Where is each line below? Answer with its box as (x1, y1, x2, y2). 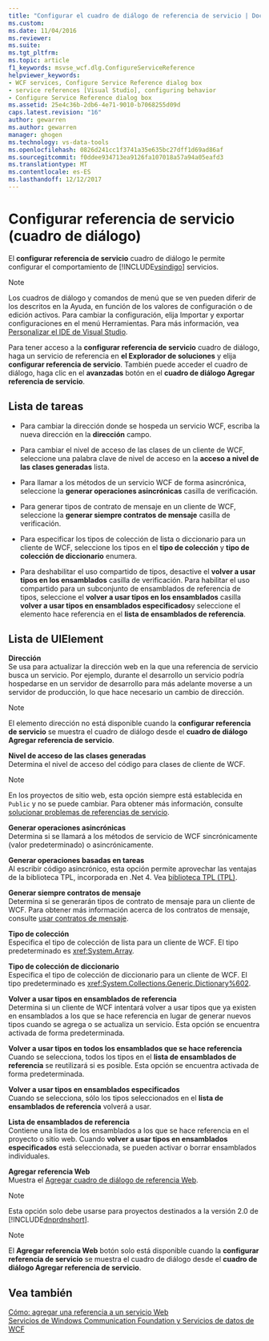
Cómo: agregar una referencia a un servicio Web (8, 1307, 169, 1317)
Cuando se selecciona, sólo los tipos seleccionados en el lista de (8, 1094, 224, 1103)
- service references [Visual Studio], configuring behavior (8, 86, 217, 94)
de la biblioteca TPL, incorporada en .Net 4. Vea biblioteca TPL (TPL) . (8, 873, 238, 882)
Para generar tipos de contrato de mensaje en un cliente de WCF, (19, 501, 236, 511)
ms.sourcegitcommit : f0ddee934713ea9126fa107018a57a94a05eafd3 (8, 153, 224, 161)
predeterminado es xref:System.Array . (8, 946, 134, 956)
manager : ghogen (8, 130, 62, 139)
